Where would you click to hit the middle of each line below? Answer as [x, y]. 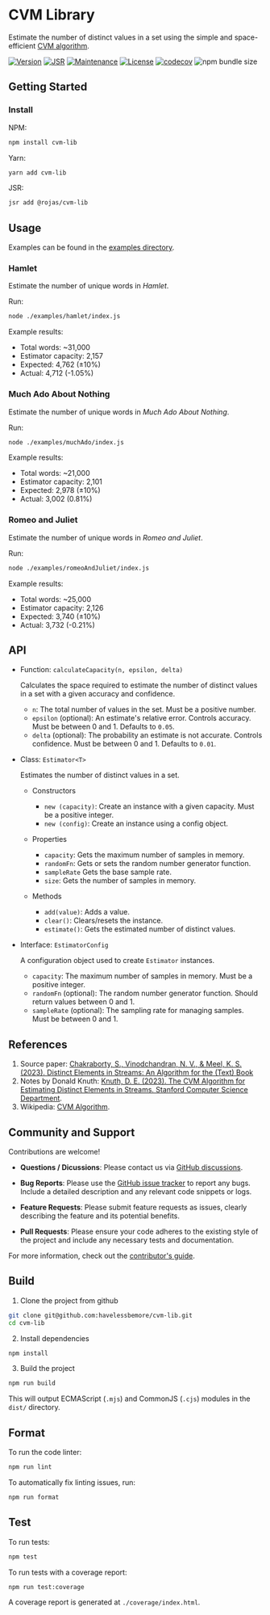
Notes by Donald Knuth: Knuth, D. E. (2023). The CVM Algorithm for [133, 1081]
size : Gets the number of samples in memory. [120, 881]
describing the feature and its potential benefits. [100, 1216]
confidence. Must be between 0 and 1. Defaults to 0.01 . [124, 744]
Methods [47, 896]
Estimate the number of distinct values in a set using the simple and [120, 37]
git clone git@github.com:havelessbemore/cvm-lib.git [101, 1315]
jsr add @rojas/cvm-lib [48, 203]
